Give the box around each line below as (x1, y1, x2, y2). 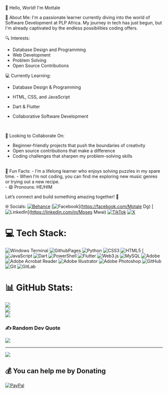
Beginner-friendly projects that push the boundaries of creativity (12, 143, 146, 148)
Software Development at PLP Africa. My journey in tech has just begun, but (5, 20, 162, 26)
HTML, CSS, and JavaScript (12, 94, 70, 100)
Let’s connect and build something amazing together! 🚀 (5, 194, 119, 200)
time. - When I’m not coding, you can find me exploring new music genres (5, 173, 157, 179)
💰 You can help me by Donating (5, 366, 106, 375)
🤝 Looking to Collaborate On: (5, 133, 65, 139)
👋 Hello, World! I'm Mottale (5, 5, 60, 11)
